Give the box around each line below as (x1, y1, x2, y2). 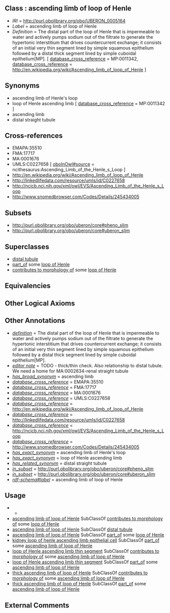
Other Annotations (5, 316, 65, 325)
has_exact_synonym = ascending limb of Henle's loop (12, 449, 126, 455)
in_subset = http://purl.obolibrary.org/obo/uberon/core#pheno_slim (12, 465, 154, 471)
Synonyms (5, 81, 40, 90)
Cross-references (5, 131, 63, 140)
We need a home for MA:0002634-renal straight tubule (12, 368, 129, 374)
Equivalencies (5, 281, 51, 290)
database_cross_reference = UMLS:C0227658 (12, 395, 111, 401)
